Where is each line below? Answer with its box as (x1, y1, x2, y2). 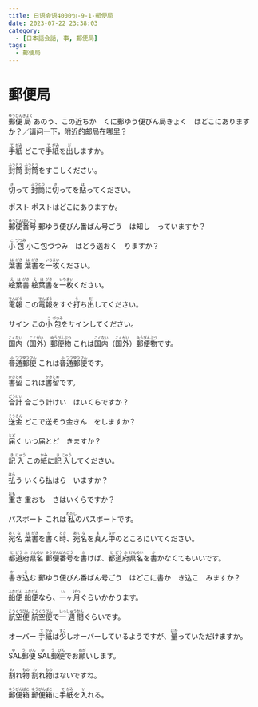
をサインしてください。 (61, 319, 138, 328)
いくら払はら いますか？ (23, 475, 109, 484)
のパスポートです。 (74, 514, 138, 524)
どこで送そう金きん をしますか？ (23, 416, 137, 426)
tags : (8, 42, 26, 50)
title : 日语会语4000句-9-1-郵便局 (8, 11, 113, 20)
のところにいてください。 (114, 533, 200, 543)
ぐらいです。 (83, 612, 125, 621)
